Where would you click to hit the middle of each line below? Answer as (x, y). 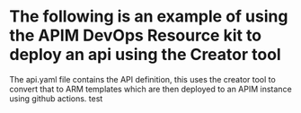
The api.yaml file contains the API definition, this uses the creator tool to (142, 79)
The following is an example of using (149, 17)
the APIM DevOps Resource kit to (136, 35)
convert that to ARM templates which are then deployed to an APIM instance (150, 89)
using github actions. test (56, 98)
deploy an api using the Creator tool (145, 55)
